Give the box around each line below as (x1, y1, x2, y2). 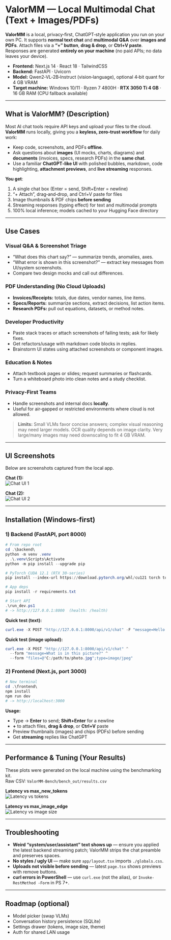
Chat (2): (5, 490, 24, 496)
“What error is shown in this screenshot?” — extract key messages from (12, 259, 164, 265)
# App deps (5, 584, 28, 590)
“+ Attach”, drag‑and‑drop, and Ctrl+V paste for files (12, 191, 122, 197)
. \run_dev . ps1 (5, 603, 36, 608)
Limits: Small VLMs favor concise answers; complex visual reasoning (17, 421, 163, 427)
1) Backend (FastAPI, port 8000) (5, 531, 87, 538)
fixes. (12, 335, 24, 341)
